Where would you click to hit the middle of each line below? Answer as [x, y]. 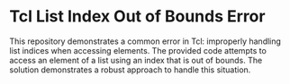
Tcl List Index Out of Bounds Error [137, 17]
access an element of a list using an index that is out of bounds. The [136, 60]
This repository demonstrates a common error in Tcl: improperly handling [145, 41]
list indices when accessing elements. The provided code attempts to [138, 50]
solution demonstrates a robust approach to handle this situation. [130, 70]
